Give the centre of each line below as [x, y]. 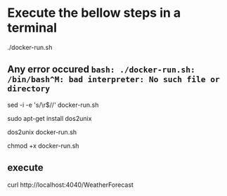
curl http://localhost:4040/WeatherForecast [70, 185]
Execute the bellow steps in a [94, 13]
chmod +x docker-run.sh [43, 145]
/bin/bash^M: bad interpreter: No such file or [113, 80]
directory [29, 89]
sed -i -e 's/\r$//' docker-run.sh [53, 105]
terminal [32, 28]
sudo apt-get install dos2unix [50, 118]
